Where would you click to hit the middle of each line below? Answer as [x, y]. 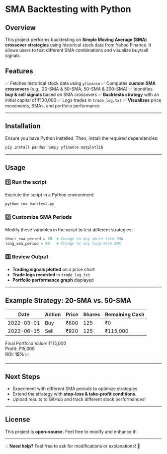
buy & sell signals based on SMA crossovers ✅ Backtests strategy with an [82, 94]
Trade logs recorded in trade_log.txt [51, 275]
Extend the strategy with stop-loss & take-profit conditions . [74, 394]
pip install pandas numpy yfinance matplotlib [54, 147]
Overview [21, 28]
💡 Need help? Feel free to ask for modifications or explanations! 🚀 [73, 446]
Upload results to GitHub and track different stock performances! [79, 399]
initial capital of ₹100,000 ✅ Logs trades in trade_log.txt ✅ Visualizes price [83, 100]
